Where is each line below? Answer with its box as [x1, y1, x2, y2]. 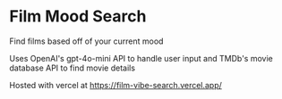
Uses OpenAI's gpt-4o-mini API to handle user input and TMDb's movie [9, 53, 273, 63]
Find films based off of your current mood [9, 36, 164, 46]
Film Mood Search [9, 6, 147, 27]
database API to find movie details [9, 62, 136, 73]
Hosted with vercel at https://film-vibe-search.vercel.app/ [9, 79, 222, 90]
